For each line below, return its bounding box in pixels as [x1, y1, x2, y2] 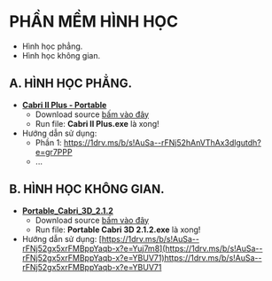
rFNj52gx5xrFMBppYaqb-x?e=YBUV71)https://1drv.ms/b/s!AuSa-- [21, 252, 262, 263]
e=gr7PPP [35, 146, 73, 157]
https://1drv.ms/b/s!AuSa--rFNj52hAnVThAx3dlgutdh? [63, 137, 261, 148]
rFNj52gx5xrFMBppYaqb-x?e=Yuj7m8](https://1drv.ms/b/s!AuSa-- [21, 243, 263, 254]
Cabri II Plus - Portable [21, 99, 107, 110]
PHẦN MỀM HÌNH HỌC [9, 12, 179, 32]
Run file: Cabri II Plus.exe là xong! [35, 118, 159, 129]
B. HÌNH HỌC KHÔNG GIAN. [9, 182, 165, 197]
